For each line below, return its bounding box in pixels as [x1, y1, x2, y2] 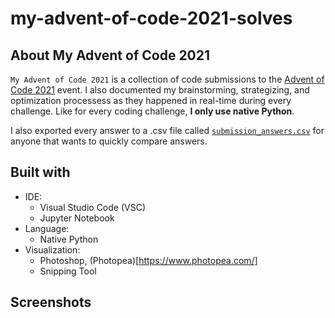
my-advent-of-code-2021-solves [10, 7, 293, 30]
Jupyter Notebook [39, 212, 115, 224]
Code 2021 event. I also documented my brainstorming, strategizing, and [10, 84, 310, 96]
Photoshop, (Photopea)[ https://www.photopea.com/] [39, 254, 258, 266]
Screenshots [10, 294, 92, 311]
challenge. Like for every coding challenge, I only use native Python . [10, 105, 295, 117]
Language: [24, 222, 70, 234]
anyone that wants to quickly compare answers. [10, 135, 208, 147]
